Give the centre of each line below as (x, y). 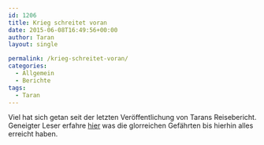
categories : (28, 66)
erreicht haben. (33, 134)
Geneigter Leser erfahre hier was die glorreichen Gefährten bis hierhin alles (131, 125)
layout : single (33, 45)
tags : (17, 88)
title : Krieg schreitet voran (58, 23)
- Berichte (33, 80)
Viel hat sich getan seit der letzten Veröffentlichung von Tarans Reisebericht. (132, 118)
